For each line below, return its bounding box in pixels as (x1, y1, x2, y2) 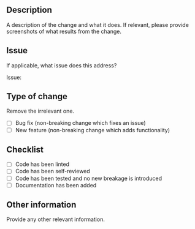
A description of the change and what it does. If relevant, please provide (6, 21, 189, 28)
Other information (6, 200, 77, 210)
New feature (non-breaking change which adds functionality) (15, 126, 170, 133)
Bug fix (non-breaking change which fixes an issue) (15, 119, 146, 127)
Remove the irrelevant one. (6, 107, 75, 115)
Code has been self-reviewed (15, 168, 90, 175)
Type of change (6, 91, 67, 102)
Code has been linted (15, 160, 69, 168)
